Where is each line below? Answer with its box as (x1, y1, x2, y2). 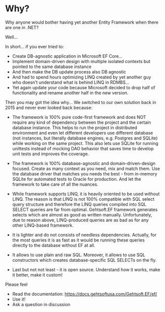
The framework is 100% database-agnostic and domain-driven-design (12, 160, 156, 166)
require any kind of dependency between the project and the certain (12, 119, 151, 125)
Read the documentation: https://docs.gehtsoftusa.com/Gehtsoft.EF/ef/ (12, 291, 158, 297)
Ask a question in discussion (12, 301, 70, 307)
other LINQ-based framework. (12, 222, 74, 228)
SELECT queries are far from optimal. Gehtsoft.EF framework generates (12, 207, 158, 212)
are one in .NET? (5, 24, 39, 30)
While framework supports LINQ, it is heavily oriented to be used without (12, 191, 160, 197)
